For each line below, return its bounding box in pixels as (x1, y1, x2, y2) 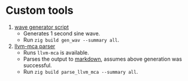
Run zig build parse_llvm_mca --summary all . (23, 68, 138, 75)
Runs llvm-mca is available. (23, 49, 89, 56)
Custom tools (5, 4, 74, 17)
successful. (23, 61, 52, 69)
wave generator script (14, 23, 69, 31)
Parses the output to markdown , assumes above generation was (23, 55, 182, 62)
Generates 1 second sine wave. (23, 29, 101, 37)
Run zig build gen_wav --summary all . (23, 36, 120, 43)
